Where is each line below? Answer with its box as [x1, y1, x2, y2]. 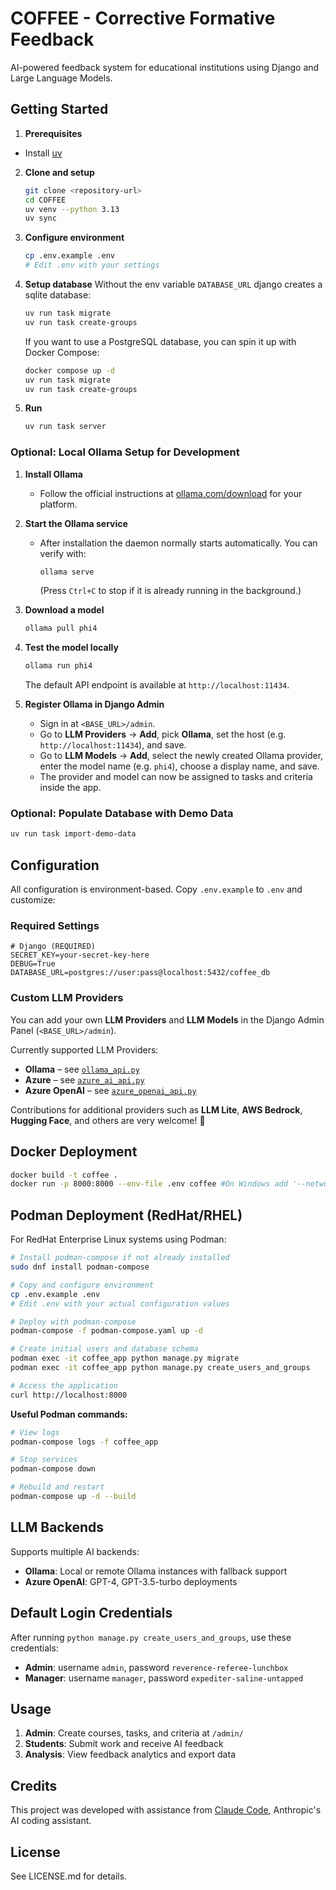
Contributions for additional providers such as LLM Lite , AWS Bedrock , [10, 1103, 303, 1116]
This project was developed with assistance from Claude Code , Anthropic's [10, 1804, 322, 1816]
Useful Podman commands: [10, 1408, 128, 1420]
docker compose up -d [24, 365, 115, 376]
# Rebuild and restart [10, 1482, 105, 1492]
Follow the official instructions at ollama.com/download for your [39, 487, 303, 499]
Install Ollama [24, 468, 83, 480]
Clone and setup [24, 166, 95, 178]
